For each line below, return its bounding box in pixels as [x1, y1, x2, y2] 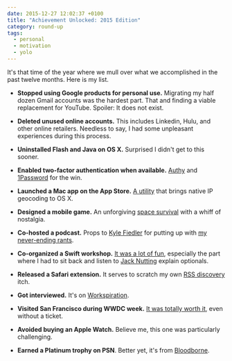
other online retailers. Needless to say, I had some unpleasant [17, 124, 194, 133]
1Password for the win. [17, 173, 82, 181]
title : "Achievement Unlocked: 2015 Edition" [7, 17, 141, 24]
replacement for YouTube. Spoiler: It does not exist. [17, 103, 164, 112]
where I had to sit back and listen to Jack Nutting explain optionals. [17, 256, 209, 265]
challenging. [17, 333, 53, 341]
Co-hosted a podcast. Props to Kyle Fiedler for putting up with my [17, 228, 208, 237]
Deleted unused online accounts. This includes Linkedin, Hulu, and [17, 117, 211, 125]
